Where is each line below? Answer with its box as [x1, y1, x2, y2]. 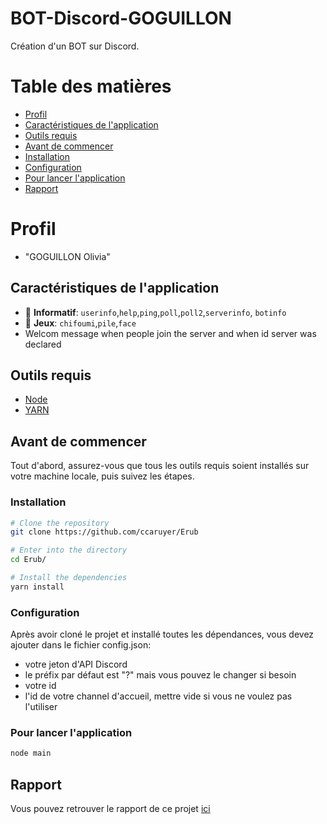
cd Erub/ [10, 555, 47, 565]
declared [24, 338, 62, 350]
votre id [24, 680, 57, 692]
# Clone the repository [10, 518, 110, 528]
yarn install [10, 582, 65, 592]
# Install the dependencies [10, 573, 128, 583]
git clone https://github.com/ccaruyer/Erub [10, 527, 199, 537]
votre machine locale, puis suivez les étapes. [10, 470, 195, 482]
